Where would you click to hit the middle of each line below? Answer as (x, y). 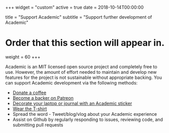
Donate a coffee (29, 93)
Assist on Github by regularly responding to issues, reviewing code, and (88, 119)
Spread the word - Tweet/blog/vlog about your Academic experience (85, 114)
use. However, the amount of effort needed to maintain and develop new (81, 72)
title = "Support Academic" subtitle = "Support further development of (79, 17)
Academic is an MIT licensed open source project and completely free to (81, 66)
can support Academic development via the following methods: (72, 82)
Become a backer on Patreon (43, 98)
